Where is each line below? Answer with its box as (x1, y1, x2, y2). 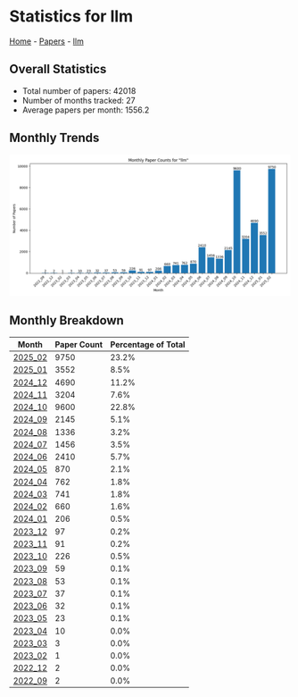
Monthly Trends (9, 130, 100, 146)
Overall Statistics (9, 62, 107, 77)
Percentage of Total (110, 339, 186, 349)
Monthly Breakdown (9, 313, 125, 328)
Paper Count (54, 339, 103, 349)
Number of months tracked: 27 (21, 95, 136, 105)
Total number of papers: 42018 (21, 85, 137, 96)
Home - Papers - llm (9, 36, 85, 46)
